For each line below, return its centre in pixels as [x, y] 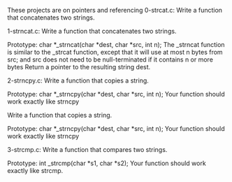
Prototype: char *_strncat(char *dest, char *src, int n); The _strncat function [116, 44]
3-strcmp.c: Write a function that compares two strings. [87, 149]
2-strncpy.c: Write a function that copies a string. [78, 80]
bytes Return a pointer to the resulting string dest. [79, 67]
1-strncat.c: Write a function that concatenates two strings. [92, 31]
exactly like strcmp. [35, 170]
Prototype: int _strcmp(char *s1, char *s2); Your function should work [107, 163]
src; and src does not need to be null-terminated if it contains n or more [110, 59]
